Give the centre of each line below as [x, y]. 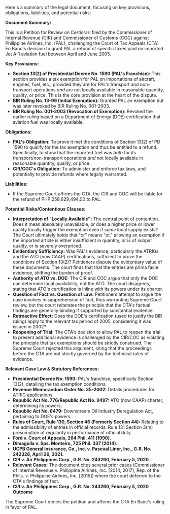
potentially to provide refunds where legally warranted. [70, 174]
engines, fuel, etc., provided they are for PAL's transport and [76, 84]
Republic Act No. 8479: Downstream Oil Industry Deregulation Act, [83, 411]
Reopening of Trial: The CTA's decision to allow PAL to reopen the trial [87, 332]
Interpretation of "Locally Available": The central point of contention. [86, 219]
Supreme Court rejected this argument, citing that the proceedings [82, 348]
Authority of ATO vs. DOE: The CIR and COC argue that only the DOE [85, 278]
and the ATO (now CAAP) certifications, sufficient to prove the [78, 256]
